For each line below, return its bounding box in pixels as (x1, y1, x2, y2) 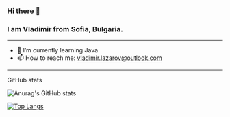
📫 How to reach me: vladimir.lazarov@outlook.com (16, 54, 162, 62)
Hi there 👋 (7, 6, 41, 16)
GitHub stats (7, 76, 42, 84)
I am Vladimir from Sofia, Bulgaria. (7, 24, 123, 33)
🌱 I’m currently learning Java (16, 46, 99, 54)
